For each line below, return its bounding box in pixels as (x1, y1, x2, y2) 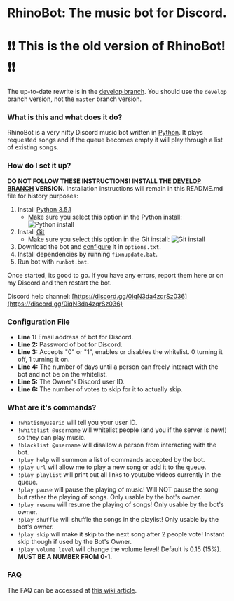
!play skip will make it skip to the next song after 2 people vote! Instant (17, 530, 225, 539)
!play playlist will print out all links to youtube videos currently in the (17, 471, 221, 479)
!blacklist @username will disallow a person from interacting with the (17, 440, 217, 450)
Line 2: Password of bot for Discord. (17, 340, 123, 349)
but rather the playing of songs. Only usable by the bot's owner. (17, 493, 202, 501)
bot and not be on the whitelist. (17, 370, 107, 379)
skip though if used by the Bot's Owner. (17, 538, 132, 546)
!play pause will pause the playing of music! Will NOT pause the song (17, 485, 219, 494)
